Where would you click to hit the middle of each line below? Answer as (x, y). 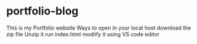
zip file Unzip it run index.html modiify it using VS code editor (83, 34)
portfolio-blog (43, 11)
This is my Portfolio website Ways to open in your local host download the (99, 28)
